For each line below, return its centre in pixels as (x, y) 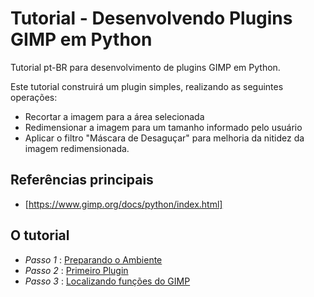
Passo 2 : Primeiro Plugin (76, 270)
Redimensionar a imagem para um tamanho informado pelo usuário (163, 127)
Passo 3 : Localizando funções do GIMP (107, 281)
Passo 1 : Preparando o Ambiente (93, 259)
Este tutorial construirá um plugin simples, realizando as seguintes (147, 86)
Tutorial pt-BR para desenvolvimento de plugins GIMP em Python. (145, 67)
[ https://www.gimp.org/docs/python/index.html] (123, 204)
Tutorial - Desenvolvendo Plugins (151, 18)
